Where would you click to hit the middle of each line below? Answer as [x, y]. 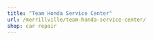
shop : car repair [32, 26]
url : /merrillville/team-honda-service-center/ [77, 20]
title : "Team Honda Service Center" [60, 13]
